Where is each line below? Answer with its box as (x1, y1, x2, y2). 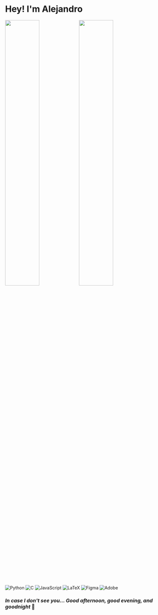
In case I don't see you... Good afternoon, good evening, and (5, 597, 153, 604)
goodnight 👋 (5, 603, 35, 610)
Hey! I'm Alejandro (5, 3, 83, 15)
